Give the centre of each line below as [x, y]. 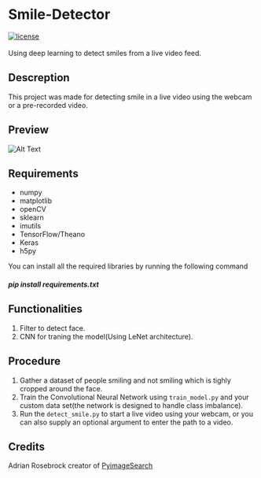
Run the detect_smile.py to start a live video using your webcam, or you [136, 413]
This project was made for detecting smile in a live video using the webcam [130, 97]
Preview [29, 130]
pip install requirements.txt [54, 284]
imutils [30, 226]
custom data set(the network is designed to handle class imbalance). [131, 405]
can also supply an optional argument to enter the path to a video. [126, 422]
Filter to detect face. [52, 328]
